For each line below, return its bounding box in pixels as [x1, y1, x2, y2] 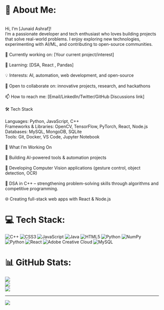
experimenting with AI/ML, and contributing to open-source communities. [5, 41, 153, 47]
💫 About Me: [5, 4, 57, 16]
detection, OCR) [5, 170, 38, 176]
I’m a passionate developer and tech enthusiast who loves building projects [5, 31, 156, 37]
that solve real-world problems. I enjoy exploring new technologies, [5, 36, 141, 42]
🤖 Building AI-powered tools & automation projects [5, 155, 106, 160]
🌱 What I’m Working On [5, 144, 52, 150]
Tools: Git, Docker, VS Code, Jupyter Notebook [5, 134, 100, 139]
